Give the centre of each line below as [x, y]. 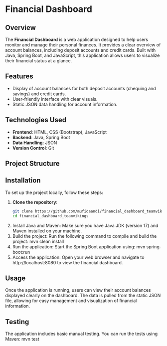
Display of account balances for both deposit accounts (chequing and [84, 88]
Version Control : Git [33, 148]
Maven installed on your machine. [47, 231]
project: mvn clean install [38, 241]
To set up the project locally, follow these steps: [54, 192]
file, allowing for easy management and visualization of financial [71, 301]
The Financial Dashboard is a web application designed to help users [77, 39]
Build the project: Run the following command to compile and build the [84, 236]
